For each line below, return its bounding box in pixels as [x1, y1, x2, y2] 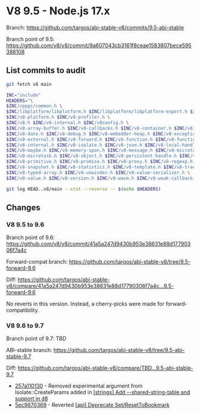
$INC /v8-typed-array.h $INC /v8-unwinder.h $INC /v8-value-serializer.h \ [6, 169, 190, 175]
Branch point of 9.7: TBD [6, 335, 67, 342]
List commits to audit [6, 66, 86, 76]
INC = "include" [6, 92, 42, 98]
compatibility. [6, 307, 40, 314]
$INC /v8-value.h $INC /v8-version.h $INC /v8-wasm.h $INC [6, 175, 148, 181]
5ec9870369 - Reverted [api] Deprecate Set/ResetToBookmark [14, 401, 170, 409]
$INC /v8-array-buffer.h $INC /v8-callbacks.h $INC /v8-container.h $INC [6, 125, 185, 131]
